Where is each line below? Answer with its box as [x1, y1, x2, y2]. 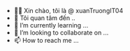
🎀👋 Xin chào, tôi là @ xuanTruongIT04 [13, 7, 124, 14]
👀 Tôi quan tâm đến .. [13, 14, 75, 22]
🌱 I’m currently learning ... [13, 21, 89, 29]
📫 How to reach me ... [13, 37, 79, 44]
